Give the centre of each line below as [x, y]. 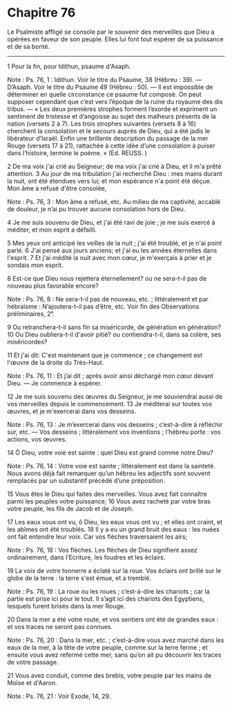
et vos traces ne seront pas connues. [60, 626]
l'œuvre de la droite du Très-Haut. [56, 362]
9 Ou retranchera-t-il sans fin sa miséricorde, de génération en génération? [114, 327]
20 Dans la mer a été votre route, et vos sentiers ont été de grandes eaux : [113, 619]
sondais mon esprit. [35, 265]
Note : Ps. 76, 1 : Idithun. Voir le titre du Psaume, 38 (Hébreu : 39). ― [105, 79]
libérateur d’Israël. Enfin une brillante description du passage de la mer [108, 138]
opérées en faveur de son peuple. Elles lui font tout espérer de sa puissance [115, 39]
